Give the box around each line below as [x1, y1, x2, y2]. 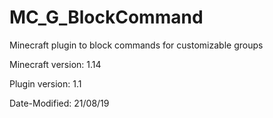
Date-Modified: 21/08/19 [9, 97, 110, 109]
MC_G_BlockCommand [9, 6, 204, 29]
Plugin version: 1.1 [9, 77, 82, 90]
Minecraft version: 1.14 [9, 58, 102, 70]
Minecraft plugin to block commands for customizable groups [9, 39, 264, 51]
